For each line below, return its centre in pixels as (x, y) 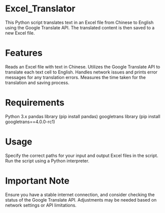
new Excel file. (20, 33)
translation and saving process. (37, 82)
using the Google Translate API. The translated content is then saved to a (80, 27)
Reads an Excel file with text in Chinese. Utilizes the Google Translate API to (83, 67)
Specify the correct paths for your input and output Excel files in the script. (82, 155)
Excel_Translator (40, 9)
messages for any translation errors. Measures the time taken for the (76, 77)
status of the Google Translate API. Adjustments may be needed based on (81, 200)
